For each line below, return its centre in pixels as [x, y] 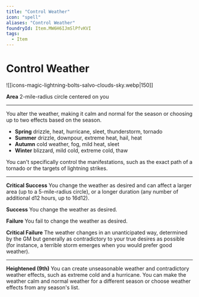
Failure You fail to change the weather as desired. [67, 221]
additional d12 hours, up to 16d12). [48, 198]
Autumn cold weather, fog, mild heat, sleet [67, 144]
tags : [13, 34]
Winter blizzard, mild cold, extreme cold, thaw [71, 150]
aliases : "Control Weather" [41, 23]
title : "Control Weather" [38, 12]
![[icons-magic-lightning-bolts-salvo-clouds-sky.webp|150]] [80, 85]
